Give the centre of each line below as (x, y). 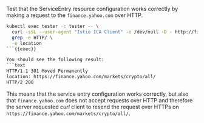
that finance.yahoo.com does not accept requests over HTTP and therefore (100, 100)
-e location (27, 43)
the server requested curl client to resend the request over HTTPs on (93, 107)
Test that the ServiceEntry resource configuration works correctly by (92, 9)
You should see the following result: (55, 60)
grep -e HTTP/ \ (32, 38)
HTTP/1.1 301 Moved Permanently (47, 71)
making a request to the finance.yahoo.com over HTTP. (75, 15)
